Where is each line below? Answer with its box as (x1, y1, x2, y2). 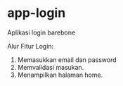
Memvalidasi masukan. (17, 63, 84, 71)
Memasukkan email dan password (17, 55, 117, 64)
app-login (7, 5, 66, 21)
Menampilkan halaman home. (17, 70, 103, 79)
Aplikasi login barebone (7, 28, 76, 37)
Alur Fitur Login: (7, 42, 54, 50)
